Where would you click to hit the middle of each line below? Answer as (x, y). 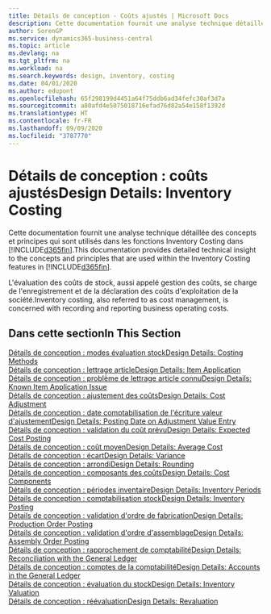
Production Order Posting (50, 524)
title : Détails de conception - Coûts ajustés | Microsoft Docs (119, 16)
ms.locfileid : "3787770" (50, 136)
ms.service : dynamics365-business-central (81, 38)
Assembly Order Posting (49, 541)
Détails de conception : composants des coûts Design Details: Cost (119, 473)
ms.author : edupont (41, 91)
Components (30, 482)
